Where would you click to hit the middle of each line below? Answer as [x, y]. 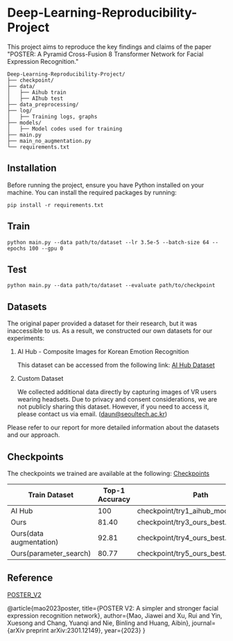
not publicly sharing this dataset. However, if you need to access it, [113, 407]
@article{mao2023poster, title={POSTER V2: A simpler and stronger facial [113, 608]
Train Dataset [51, 495]
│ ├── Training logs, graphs [52, 117]
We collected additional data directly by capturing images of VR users [117, 392]
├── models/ [24, 123]
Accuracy [114, 499]
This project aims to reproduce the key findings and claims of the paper [109, 46]
